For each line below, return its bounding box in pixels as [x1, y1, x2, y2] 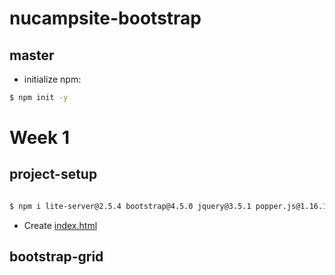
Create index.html [23, 219, 98, 231]
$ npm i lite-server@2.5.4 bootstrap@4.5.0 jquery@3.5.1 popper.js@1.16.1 [9, 201, 328, 211]
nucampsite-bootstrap [9, 7, 202, 30]
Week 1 [9, 127, 70, 149]
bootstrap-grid [9, 248, 104, 266]
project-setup [9, 166, 98, 183]
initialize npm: [23, 73, 82, 85]
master [9, 47, 55, 64]
